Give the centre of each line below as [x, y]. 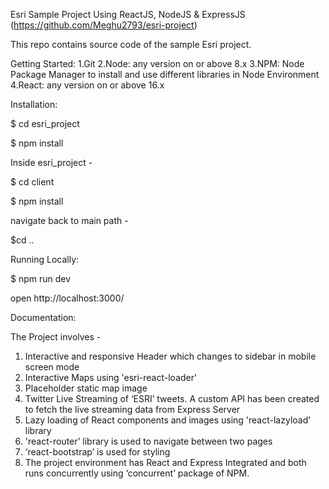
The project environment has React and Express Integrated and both [165, 462]
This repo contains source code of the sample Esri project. [131, 44]
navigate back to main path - [69, 220]
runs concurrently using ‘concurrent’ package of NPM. [137, 473]
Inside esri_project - [51, 162]
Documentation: [43, 317]
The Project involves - [56, 337]
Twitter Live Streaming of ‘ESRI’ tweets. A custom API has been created [172, 398]
